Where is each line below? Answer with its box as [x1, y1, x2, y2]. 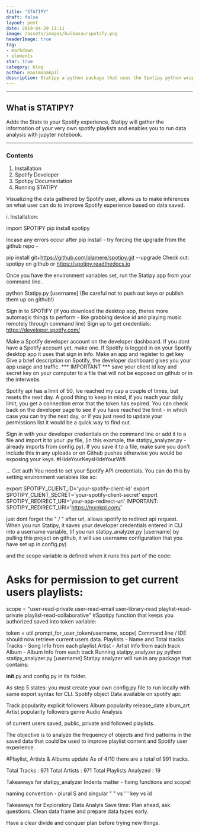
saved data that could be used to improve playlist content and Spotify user [6, 738, 188, 745]
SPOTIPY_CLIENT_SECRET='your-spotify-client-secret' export [6, 491, 158, 499]
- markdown [6, 48, 33, 53]
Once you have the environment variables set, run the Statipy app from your [6, 272, 191, 279]
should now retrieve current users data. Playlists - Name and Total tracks [6, 636, 184, 643]
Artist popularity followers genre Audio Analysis [6, 708, 123, 716]
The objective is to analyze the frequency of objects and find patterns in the [6, 732, 191, 739]
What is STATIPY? [6, 102, 74, 113]
